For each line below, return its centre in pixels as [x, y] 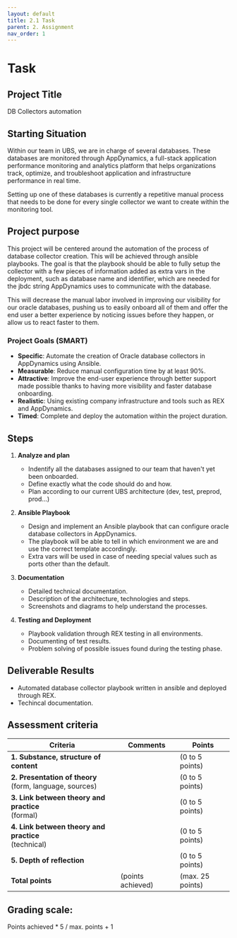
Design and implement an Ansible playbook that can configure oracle [128, 526]
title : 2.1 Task [31, 20]
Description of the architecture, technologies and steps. [109, 598]
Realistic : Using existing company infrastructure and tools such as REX [121, 401]
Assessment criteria [53, 725]
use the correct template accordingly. [83, 549]
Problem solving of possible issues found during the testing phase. [125, 648]
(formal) [24, 815]
